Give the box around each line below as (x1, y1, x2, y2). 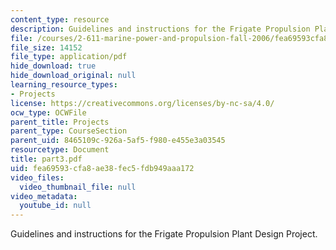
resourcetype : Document (10, 145, 110, 155)
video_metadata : (10, 191, 78, 201)
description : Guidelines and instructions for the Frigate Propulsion (10, 24, 311, 34)
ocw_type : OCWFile (10, 107, 87, 118)
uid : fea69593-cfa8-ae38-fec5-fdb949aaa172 (10, 163, 195, 173)
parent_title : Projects (10, 117, 110, 127)
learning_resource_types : (10, 80, 118, 90)
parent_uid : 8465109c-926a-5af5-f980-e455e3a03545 (10, 136, 226, 146)
